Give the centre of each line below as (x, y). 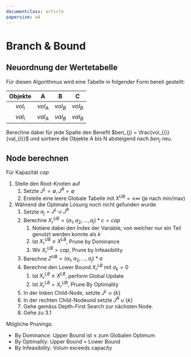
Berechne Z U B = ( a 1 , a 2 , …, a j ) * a (63, 259)
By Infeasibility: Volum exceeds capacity (63, 348)
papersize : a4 (23, 17)
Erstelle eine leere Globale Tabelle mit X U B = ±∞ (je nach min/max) (104, 198)
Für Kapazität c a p (28, 172)
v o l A (43, 107)
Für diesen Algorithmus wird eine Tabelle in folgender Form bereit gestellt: (95, 81)
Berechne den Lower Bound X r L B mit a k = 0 (76, 267)
